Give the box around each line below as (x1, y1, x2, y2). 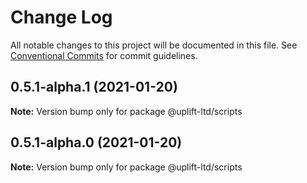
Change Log (10, 6, 113, 29)
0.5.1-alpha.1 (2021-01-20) (10, 79, 178, 96)
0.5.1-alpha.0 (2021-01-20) (10, 134, 183, 151)
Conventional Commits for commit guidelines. (10, 49, 198, 61)
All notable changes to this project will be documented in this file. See (10, 39, 298, 51)
